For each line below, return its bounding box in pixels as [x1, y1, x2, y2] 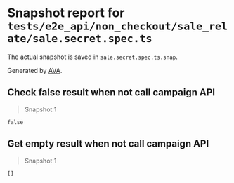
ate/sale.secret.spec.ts [7, 32, 152, 46]
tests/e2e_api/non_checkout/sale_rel [7, 20, 228, 33]
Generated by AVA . [7, 66, 63, 74]
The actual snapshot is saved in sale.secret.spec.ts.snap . [7, 53, 178, 61]
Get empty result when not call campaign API [7, 138, 209, 150]
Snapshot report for [7, 5, 125, 21]
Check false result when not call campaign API [7, 86, 216, 99]
